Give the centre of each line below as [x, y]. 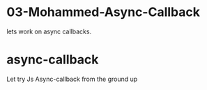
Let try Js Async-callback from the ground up [72, 79]
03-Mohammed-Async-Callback [103, 12]
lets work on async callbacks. [49, 31]
